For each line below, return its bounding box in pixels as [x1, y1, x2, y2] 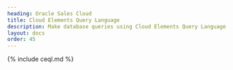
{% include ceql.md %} [7, 55, 75, 63]
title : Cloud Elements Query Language [7, 17, 120, 24]
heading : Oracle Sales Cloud [7, 10, 92, 17]
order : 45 [7, 36, 36, 43]
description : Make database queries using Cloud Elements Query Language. [7, 23, 230, 30]
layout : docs [7, 29, 45, 37]
